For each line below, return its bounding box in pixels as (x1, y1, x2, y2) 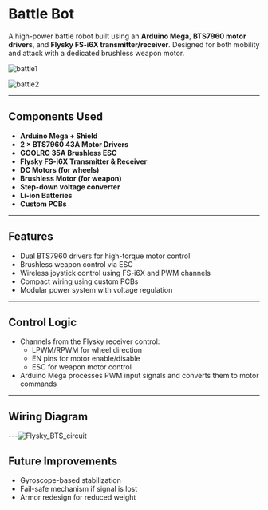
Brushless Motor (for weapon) (19, 173, 122, 183)
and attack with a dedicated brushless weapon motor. (8, 48, 185, 58)
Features (8, 229, 53, 244)
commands (19, 379, 57, 388)
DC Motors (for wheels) (19, 165, 100, 174)
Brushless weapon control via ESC (19, 259, 133, 269)
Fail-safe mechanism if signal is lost (19, 484, 138, 493)
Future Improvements (8, 454, 118, 468)
